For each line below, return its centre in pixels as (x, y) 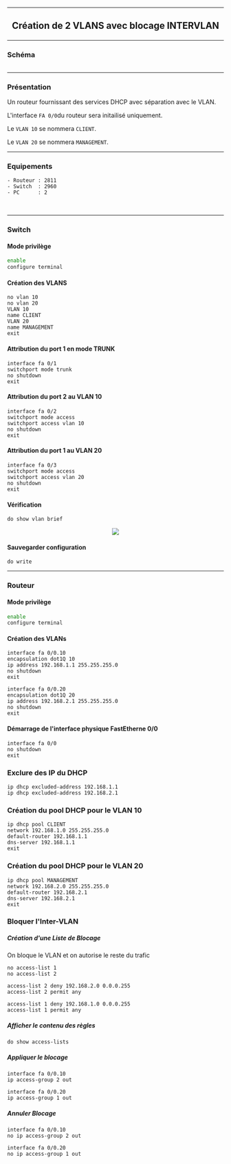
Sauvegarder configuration (47, 547)
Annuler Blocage (32, 1113)
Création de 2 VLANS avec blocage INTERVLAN (115, 26)
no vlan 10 (23, 297)
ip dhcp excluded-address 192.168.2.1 (63, 793)
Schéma (21, 55)
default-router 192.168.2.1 (47, 892)
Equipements (30, 166)
